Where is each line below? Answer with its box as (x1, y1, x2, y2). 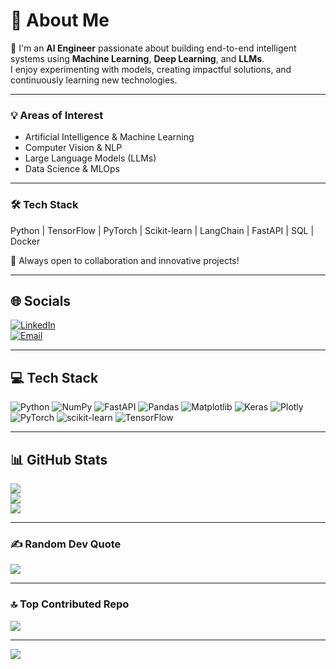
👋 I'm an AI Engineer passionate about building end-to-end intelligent (10, 42, 297, 54)
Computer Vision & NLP (24, 142, 123, 154)
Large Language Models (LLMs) (24, 152, 157, 164)
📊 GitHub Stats (10, 451, 108, 468)
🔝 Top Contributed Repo (10, 597, 130, 611)
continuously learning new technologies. (10, 74, 178, 86)
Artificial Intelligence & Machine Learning (24, 131, 195, 143)
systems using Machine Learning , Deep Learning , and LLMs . (10, 52, 265, 64)
